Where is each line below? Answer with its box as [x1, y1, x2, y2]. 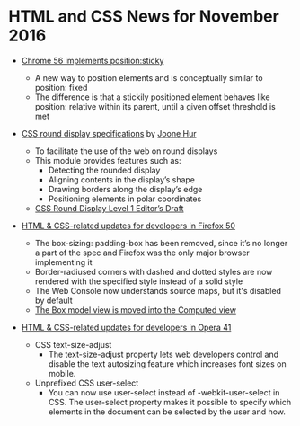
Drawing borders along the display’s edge [48, 183, 203, 194]
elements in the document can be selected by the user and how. [48, 406, 287, 417]
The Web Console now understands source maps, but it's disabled [34, 285, 282, 296]
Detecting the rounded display [48, 164, 161, 175]
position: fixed [34, 82, 88, 93]
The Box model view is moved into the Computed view [34, 304, 237, 315]
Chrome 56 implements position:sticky [21, 55, 164, 66]
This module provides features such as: [34, 155, 181, 165]
